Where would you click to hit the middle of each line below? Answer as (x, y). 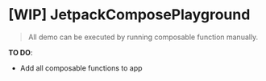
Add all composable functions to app (81, 68)
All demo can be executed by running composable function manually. (143, 37)
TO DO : (21, 52)
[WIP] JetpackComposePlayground (129, 15)
